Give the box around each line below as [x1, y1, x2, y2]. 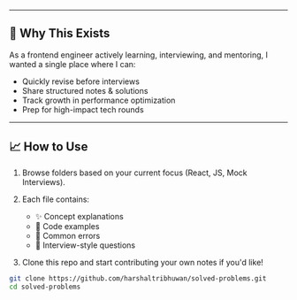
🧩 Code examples [34, 220, 100, 231]
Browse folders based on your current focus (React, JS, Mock [21, 167, 247, 178]
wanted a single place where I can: [9, 58, 136, 69]
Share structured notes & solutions [21, 85, 148, 96]
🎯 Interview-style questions [34, 240, 136, 250]
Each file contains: [21, 194, 90, 204]
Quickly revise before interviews [21, 76, 140, 87]
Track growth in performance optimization [21, 95, 176, 105]
